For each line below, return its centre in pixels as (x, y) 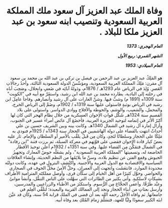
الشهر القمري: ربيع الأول (140, 55)
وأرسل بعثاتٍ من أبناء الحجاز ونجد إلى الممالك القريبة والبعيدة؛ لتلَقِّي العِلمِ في (91, 189)
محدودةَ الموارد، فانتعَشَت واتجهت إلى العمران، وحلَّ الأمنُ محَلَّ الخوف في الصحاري (86, 168)
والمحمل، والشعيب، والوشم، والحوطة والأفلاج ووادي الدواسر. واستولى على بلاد (89, 110)
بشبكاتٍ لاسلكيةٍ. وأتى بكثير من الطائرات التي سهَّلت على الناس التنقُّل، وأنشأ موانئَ (86, 179)
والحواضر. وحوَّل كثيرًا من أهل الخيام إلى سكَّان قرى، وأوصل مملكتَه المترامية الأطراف (83, 173)
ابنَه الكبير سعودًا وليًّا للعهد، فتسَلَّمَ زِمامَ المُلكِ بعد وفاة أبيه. (108, 200)
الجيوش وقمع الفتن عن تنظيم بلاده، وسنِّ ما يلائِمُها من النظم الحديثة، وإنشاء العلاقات (85, 158)
